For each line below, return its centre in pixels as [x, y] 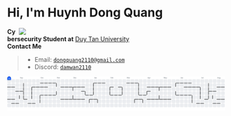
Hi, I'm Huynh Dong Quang [85, 13]
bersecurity [25, 38]
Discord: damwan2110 [63, 67]
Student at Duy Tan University [86, 38]
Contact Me [25, 46]
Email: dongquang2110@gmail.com [80, 59]
